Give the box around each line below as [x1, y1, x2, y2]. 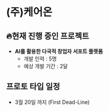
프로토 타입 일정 [6, 81, 60, 92]
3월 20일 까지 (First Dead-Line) [14, 99, 90, 106]
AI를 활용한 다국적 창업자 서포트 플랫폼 [14, 48, 103, 55]
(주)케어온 [6, 5, 53, 19]
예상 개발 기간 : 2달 [23, 63, 68, 69]
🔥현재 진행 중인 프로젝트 [6, 31, 89, 41]
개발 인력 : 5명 [23, 55, 57, 62]
